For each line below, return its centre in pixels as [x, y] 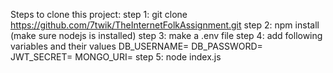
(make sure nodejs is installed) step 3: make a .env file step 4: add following [166, 35]
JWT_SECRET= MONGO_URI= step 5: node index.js [116, 57]
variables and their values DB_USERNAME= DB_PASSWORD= [136, 46]
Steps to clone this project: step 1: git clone [99, 14]
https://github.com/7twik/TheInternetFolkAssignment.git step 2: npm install [165, 25]
